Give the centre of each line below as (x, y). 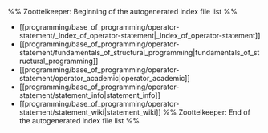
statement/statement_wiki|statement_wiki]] (90, 112)
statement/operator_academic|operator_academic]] (104, 78)
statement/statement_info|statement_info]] (90, 95)
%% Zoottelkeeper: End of (206, 112)
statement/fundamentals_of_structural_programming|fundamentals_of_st (139, 52)
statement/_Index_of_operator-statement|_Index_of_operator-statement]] (140, 36)
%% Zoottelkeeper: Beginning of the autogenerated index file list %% (123, 12)
